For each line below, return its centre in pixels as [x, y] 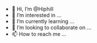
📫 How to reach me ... [39, 34]
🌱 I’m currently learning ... [43, 21]
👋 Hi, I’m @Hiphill [33, 9]
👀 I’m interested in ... [36, 15]
